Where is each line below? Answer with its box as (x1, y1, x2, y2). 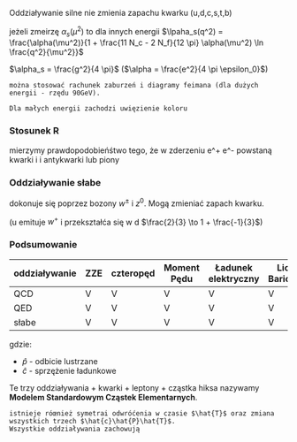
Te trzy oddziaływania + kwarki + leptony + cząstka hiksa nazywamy (9, 382, 260, 392)
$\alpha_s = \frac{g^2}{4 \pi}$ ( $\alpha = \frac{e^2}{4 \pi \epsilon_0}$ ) (9, 64, 269, 74)
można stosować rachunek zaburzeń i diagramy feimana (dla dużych (9, 81, 259, 90)
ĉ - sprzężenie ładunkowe (21, 365, 117, 376)
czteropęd (110, 267, 156, 279)
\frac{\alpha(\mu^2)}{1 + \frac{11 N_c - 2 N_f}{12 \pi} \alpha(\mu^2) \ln (9, 37, 264, 48)
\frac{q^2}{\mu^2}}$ (9, 47, 84, 57)
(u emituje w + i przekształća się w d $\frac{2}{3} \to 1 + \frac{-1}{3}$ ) (9, 215, 263, 227)
